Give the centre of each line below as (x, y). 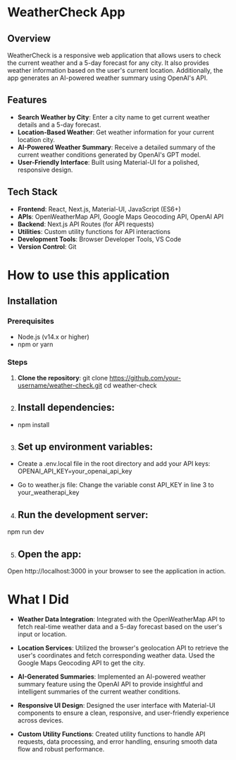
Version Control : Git (47, 246)
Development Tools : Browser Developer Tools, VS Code (99, 239)
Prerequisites (31, 321)
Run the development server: (83, 514)
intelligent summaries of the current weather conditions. (99, 691)
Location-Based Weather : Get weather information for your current (116, 132)
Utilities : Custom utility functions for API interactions (94, 231)
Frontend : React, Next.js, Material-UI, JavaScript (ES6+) (99, 209)
